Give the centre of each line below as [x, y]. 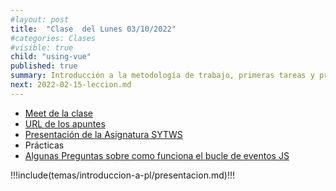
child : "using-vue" [51, 57]
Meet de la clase [58, 113]
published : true [44, 66]
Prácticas [44, 145]
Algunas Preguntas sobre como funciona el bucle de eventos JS [157, 155]
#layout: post [40, 19]
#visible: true [42, 47]
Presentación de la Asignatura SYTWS [103, 134]
